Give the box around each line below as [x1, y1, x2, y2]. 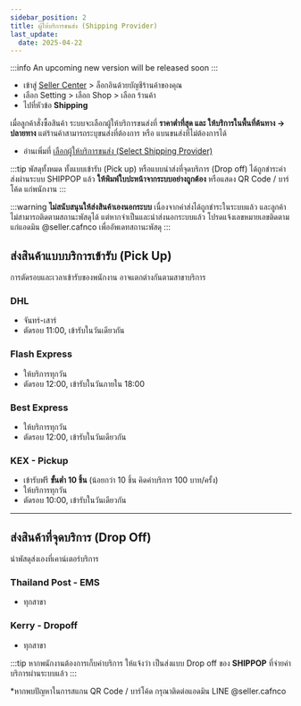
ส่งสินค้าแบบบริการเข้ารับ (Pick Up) [10, 248, 172, 264]
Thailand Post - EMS [10, 576, 101, 588]
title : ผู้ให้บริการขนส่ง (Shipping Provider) [10, 21, 158, 30]
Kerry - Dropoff [10, 619, 79, 632]
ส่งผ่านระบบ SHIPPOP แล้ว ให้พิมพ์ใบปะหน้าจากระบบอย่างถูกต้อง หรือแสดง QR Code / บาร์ [10, 173, 289, 184]
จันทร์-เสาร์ [22, 315, 57, 326]
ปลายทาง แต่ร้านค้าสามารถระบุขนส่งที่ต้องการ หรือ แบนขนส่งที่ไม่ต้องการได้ [10, 128, 227, 139]
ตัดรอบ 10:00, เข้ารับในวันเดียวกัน [22, 495, 127, 506]
